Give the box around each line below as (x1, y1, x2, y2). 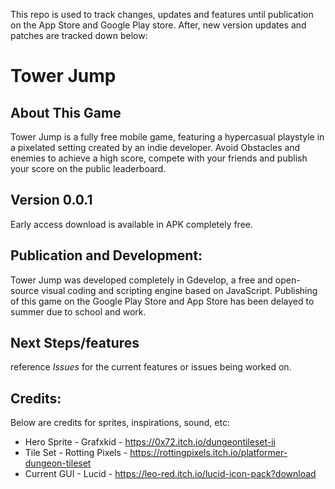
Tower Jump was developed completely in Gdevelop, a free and (10, 274, 273, 286)
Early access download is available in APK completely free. (10, 218, 254, 230)
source (10, 284, 40, 296)
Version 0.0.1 (10, 192, 93, 209)
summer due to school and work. (10, 305, 147, 318)
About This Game (10, 104, 122, 121)
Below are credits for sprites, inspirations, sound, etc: (10, 417, 230, 429)
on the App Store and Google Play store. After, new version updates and (10, 19, 307, 31)
